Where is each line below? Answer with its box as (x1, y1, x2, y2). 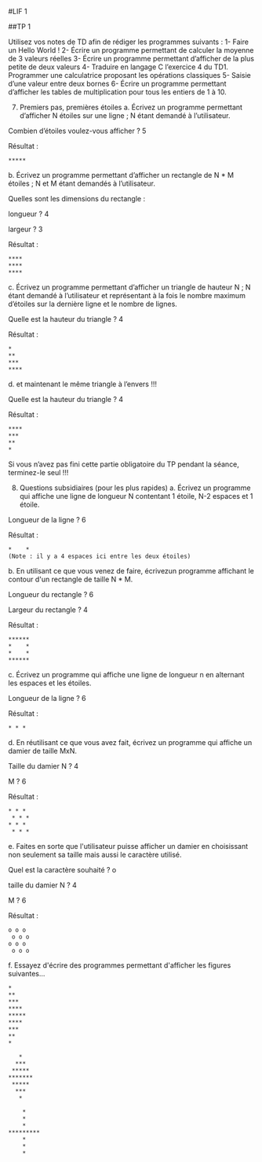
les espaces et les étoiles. (8, 678, 92, 688)
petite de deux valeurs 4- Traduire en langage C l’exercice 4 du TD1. (8, 62, 229, 72)
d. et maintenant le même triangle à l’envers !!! (8, 379, 158, 389)
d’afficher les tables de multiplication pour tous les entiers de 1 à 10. (8, 87, 227, 97)
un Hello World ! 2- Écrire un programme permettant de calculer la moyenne (8, 46, 254, 54)
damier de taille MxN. (8, 747, 77, 755)
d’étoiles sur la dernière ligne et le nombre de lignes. (8, 299, 178, 308)
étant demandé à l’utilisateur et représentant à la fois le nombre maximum (8, 291, 246, 300)
